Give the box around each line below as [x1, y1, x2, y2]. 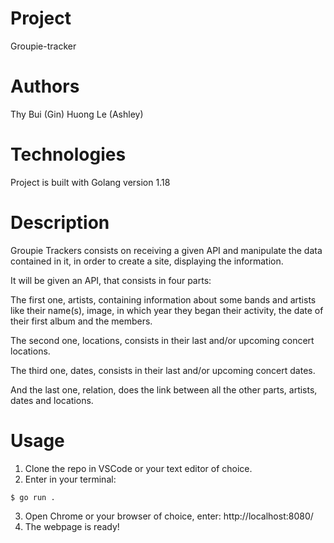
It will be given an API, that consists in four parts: [10, 274, 212, 286]
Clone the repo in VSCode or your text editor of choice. [24, 462, 253, 474]
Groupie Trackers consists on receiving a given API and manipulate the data [10, 244, 323, 256]
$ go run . [10, 492, 56, 502]
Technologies [10, 143, 127, 166]
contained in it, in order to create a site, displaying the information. [10, 255, 284, 267]
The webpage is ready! [24, 520, 120, 532]
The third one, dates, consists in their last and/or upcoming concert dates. [10, 364, 316, 376]
